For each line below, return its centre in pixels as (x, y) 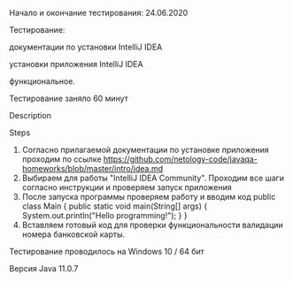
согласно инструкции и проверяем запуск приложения (127, 187)
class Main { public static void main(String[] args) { (115, 206)
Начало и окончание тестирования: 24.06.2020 (99, 13)
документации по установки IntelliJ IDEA (86, 47)
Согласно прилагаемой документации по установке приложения (146, 150)
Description (30, 115)
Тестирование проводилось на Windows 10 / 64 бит (107, 252)
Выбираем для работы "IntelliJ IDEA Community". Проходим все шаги (153, 178)
